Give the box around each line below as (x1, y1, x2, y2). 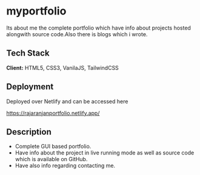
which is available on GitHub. (15, 156, 88, 163)
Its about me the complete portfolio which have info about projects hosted (6, 24, 191, 31)
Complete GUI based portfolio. (15, 143, 92, 150)
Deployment (6, 81, 54, 92)
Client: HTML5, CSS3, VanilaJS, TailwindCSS (6, 64, 119, 71)
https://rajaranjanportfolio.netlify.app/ (6, 109, 100, 116)
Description (6, 127, 52, 137)
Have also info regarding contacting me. (15, 162, 116, 170)
